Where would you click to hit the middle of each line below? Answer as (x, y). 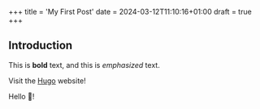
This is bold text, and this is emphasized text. (84, 65)
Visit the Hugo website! (48, 81)
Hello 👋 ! (22, 96)
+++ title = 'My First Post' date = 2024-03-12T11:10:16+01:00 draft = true (130, 12)
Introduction (41, 46)
